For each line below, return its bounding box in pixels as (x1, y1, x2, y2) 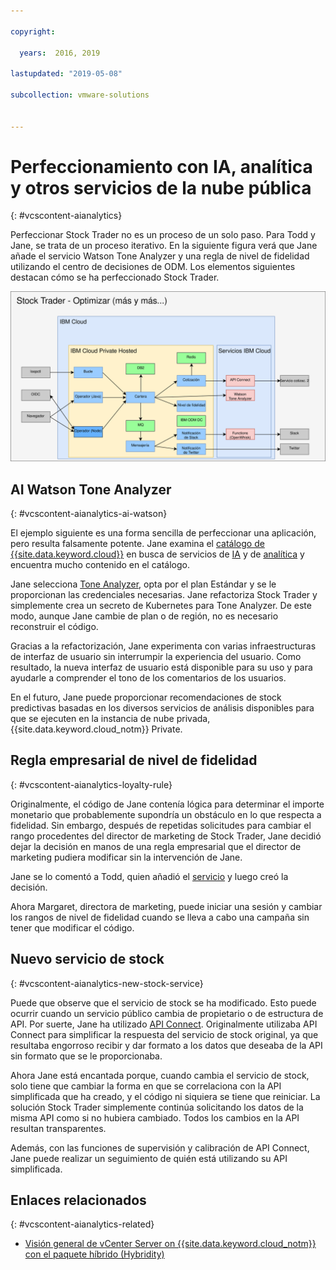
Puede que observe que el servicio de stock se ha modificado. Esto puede (10, 996, 317, 1009)
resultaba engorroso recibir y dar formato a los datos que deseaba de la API (10, 1039, 323, 1051)
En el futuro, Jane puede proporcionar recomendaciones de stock (10, 691, 282, 703)
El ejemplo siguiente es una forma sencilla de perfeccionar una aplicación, (10, 526, 317, 539)
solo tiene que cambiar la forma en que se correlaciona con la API (10, 1080, 282, 1092)
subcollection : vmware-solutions (10, 90, 150, 100)
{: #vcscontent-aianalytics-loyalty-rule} (10, 778, 173, 790)
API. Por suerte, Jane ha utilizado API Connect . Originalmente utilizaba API (10, 1018, 318, 1030)
